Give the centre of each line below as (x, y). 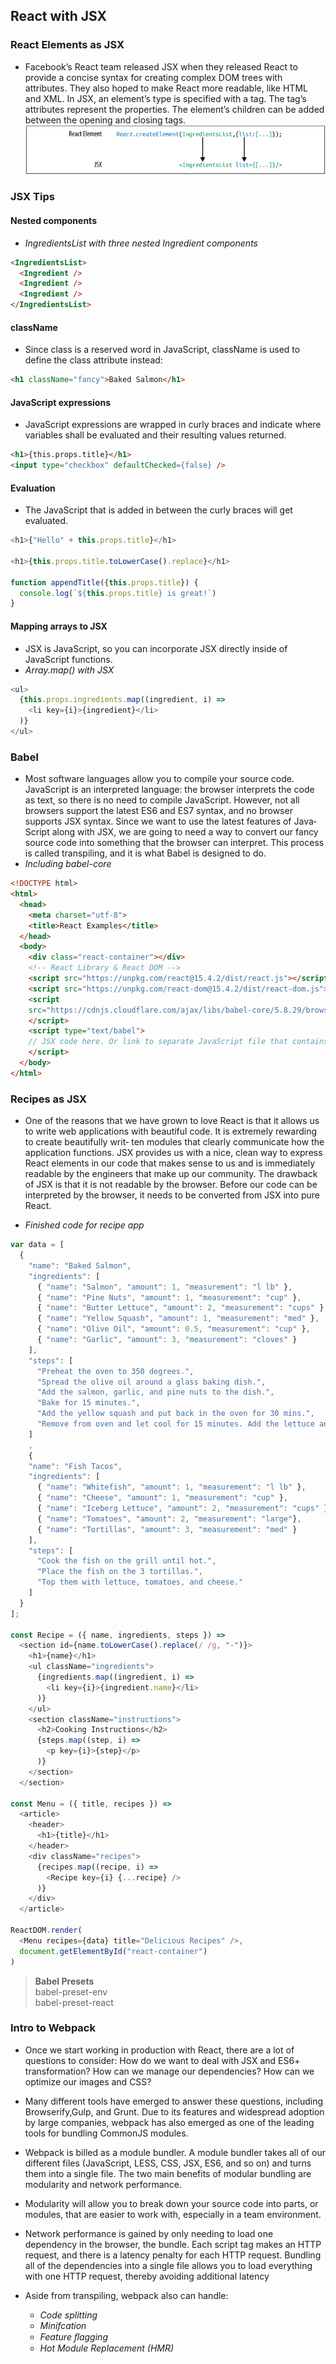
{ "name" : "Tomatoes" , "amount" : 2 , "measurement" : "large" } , (169, 1519)
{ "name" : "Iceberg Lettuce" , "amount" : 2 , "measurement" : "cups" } (182, 1509)
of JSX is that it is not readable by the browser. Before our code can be (171, 1185)
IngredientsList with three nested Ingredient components (141, 243)
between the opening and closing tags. (105, 120)
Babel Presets (64, 1981)
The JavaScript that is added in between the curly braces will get (158, 510)
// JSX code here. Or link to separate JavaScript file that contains (178, 1042)
